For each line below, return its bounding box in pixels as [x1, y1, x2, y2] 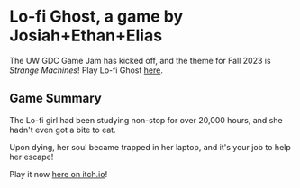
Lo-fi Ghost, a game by [9, 6, 184, 27]
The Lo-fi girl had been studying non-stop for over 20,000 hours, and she [9, 114, 283, 125]
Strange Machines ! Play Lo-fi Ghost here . [9, 65, 164, 76]
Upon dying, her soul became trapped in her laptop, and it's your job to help [9, 141, 291, 152]
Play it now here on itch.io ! [9, 168, 108, 179]
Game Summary [9, 91, 102, 106]
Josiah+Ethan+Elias [9, 25, 163, 46]
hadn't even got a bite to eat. [9, 124, 116, 135]
